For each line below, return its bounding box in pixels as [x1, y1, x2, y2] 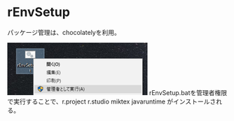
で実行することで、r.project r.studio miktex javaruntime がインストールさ [7, 97, 216, 106]
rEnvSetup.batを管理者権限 [149, 89, 228, 97]
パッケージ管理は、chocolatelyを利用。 [7, 28, 121, 36]
